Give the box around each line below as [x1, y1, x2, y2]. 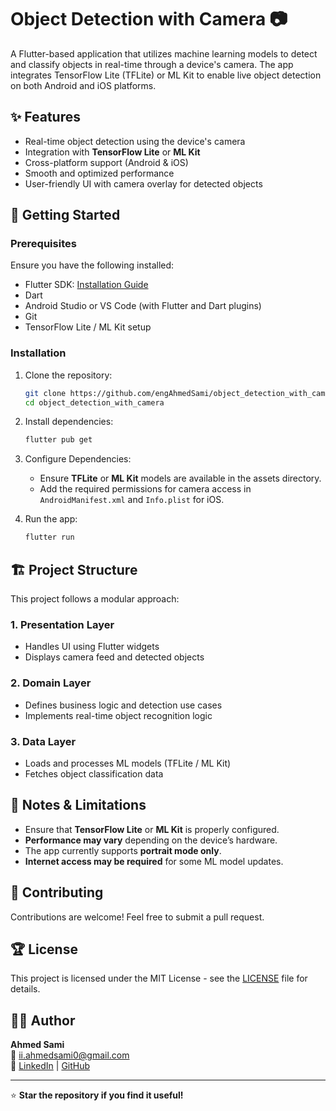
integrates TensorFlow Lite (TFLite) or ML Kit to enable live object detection [10, 69, 322, 81]
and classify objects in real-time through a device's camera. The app [10, 58, 294, 70]
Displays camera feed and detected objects [24, 651, 205, 663]
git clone [24, 388, 67, 398]
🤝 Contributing [10, 884, 104, 901]
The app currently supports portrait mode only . [24, 844, 222, 856]
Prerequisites [10, 237, 77, 251]
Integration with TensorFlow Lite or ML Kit [24, 146, 201, 158]
